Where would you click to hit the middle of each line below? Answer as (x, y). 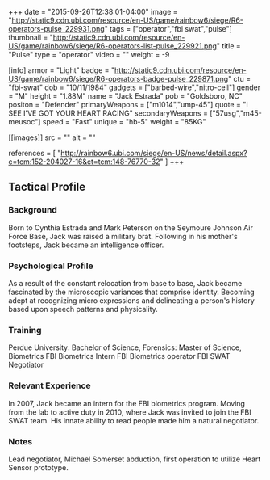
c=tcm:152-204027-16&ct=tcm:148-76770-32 (84, 162)
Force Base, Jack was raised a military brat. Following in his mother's (123, 236)
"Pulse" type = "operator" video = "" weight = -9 (89, 55)
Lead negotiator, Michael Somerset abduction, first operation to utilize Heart (135, 459)
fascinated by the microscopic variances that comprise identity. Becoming (132, 292)
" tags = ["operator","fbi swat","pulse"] (168, 29)
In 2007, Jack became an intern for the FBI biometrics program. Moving (127, 403)
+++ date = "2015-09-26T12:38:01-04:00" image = (93, 12)
